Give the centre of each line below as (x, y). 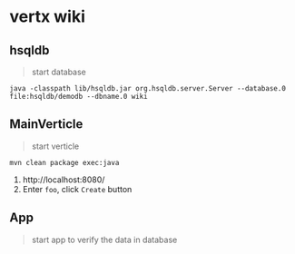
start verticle (55, 146)
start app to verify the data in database (104, 239)
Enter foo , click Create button (77, 189)
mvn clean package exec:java (64, 162)
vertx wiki (48, 17)
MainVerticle (46, 124)
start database (59, 72)
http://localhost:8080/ (64, 180)
